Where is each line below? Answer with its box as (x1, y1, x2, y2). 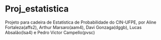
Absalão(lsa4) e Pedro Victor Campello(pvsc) (5, 29, 95, 35)
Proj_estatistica (5, 3, 69, 14)
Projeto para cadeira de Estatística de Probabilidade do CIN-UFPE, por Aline (5, 19, 157, 25)
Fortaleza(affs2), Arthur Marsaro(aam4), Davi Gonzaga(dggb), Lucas (5, 24, 142, 30)
